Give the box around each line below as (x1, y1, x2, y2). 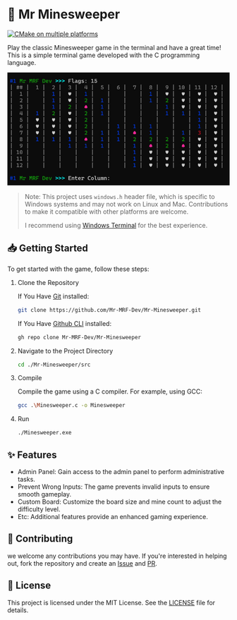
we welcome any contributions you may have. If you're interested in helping (7, 552, 227, 560)
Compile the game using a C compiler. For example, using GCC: (17, 387, 203, 396)
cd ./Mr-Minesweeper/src (17, 361, 91, 368)
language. (7, 58, 37, 66)
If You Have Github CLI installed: (17, 319, 111, 327)
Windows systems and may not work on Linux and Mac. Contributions (24, 200, 229, 208)
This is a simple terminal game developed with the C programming (7, 51, 200, 59)
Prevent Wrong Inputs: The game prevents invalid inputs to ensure (17, 482, 210, 491)
